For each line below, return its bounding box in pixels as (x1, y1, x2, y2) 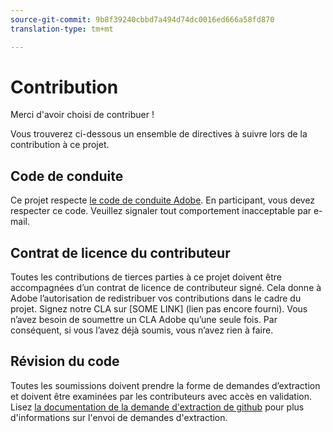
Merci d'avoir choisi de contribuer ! (10, 109, 155, 121)
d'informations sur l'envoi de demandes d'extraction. (10, 411, 228, 423)
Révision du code (10, 353, 120, 370)
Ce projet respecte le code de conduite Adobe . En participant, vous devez (10, 194, 316, 206)
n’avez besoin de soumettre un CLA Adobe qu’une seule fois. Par (10, 314, 278, 326)
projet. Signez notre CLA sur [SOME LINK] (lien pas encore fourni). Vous (10, 303, 308, 315)
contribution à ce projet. (10, 139, 110, 151)
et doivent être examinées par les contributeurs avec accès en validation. (10, 390, 313, 402)
